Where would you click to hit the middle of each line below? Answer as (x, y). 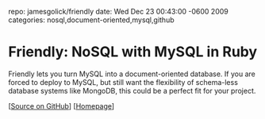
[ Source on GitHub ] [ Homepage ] (61, 106)
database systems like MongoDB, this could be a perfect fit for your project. (132, 90)
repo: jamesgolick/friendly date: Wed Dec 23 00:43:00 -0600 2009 (118, 12)
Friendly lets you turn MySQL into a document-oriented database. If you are (132, 74)
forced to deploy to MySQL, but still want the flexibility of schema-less (123, 82)
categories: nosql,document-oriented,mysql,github (91, 20)
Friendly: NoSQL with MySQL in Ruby (133, 52)
